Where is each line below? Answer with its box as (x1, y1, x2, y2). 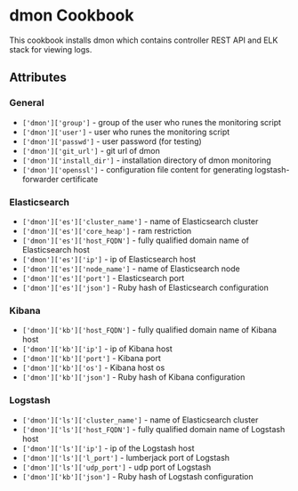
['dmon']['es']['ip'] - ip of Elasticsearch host (21, 254, 197, 264)
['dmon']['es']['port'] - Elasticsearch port (21, 272, 185, 283)
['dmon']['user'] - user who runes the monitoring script (21, 126, 230, 137)
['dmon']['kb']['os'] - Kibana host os (21, 362, 165, 374)
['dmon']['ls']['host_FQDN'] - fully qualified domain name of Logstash (21, 423, 286, 434)
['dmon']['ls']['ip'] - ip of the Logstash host (21, 442, 195, 454)
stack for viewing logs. (9, 44, 93, 54)
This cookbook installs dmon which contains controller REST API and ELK (9, 35, 278, 45)
